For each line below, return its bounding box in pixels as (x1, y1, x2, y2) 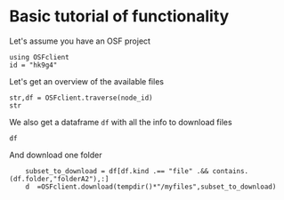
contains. (212, 166, 249, 175)
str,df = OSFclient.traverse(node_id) (9, 93, 153, 102)
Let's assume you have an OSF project (9, 36, 151, 46)
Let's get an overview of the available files (9, 76, 165, 86)
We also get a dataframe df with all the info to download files (9, 116, 233, 127)
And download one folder (9, 149, 102, 160)
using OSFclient (9, 52, 69, 61)
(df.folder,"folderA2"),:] (9, 174, 110, 183)
